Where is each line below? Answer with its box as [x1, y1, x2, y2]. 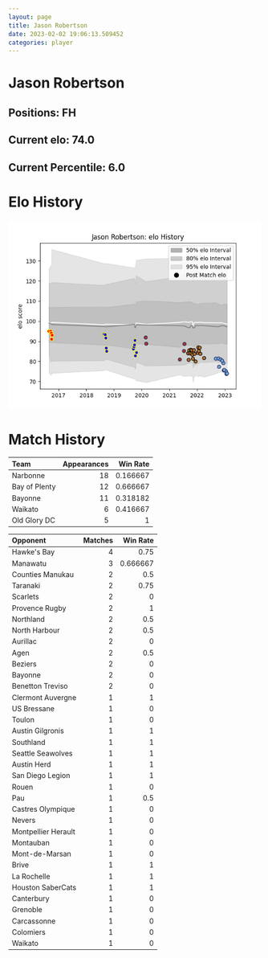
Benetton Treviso [11, 682, 68, 691]
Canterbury [11, 894, 50, 903]
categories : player [8, 39, 74, 47]
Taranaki [11, 581, 41, 591]
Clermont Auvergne [11, 692, 77, 702]
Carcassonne [11, 916, 56, 926]
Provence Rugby [11, 603, 67, 612]
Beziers [11, 659, 38, 669]
